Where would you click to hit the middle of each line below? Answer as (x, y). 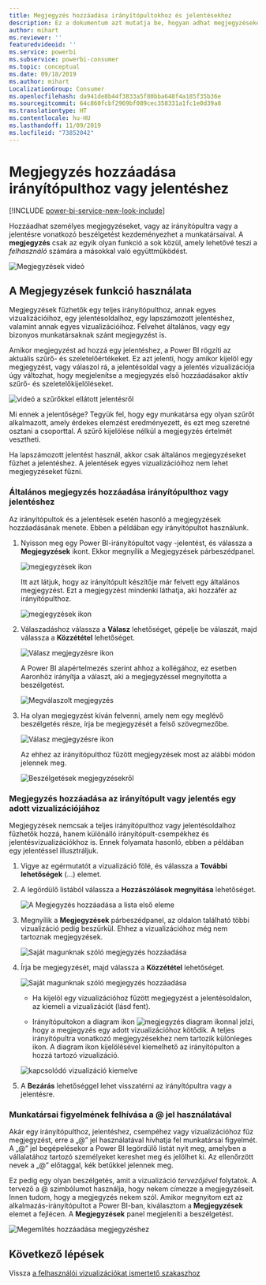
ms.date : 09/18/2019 (43, 74)
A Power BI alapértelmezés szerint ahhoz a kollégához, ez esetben (129, 668)
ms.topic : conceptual (45, 67)
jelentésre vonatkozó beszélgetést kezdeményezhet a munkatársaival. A (126, 234)
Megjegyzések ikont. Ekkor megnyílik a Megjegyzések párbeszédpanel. (138, 551)
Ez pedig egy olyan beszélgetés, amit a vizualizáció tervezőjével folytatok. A (133, 1181)
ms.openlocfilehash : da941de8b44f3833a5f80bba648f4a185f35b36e (115, 96)
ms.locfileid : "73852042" (51, 133)
